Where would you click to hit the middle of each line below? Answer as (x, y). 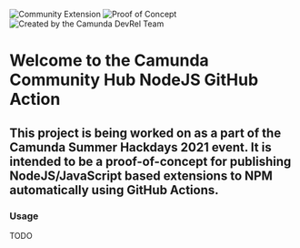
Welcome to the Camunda (109, 61)
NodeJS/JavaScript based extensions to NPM (141, 176)
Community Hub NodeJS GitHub (134, 80)
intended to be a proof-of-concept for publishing (150, 161)
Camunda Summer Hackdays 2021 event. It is (140, 147)
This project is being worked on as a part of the (145, 133)
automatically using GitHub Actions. (115, 190)
